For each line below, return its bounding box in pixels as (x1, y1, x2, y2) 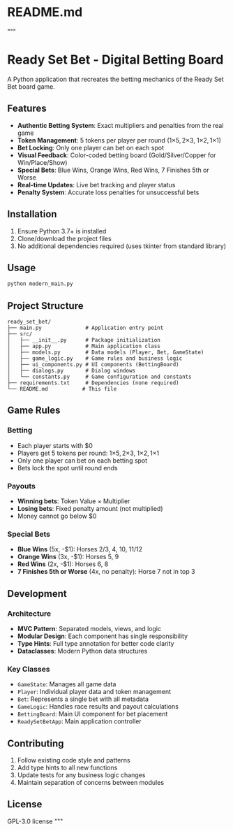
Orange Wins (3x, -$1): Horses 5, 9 (17, 553, 119, 561)
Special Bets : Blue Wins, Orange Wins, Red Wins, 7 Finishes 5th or (17, 166, 209, 174)
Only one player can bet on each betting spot (17, 456, 148, 465)
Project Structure (7, 300, 84, 312)
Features (7, 103, 47, 115)
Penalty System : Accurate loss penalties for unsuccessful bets (17, 188, 200, 196)
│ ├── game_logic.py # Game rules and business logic (7, 355, 183, 362)
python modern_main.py (7, 280, 73, 287)
